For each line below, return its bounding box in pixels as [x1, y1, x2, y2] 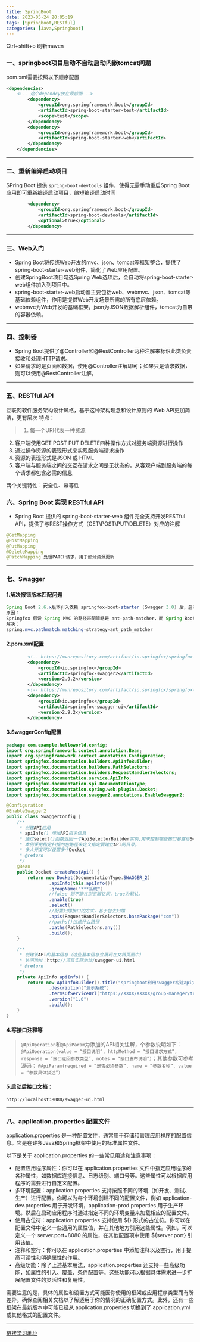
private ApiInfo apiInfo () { [17, 974, 89, 980]
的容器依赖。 [14, 311, 46, 318]
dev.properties [14, 1202, 51, 1209]
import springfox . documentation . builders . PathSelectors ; [6, 764, 151, 771]
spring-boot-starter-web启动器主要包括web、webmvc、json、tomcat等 [14, 288, 191, 296]
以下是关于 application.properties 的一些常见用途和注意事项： [6, 1152, 157, 1159]
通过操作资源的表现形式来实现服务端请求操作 [14, 446, 125, 453]
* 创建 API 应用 [19, 825, 51, 831]
